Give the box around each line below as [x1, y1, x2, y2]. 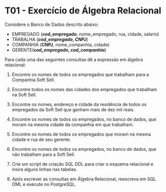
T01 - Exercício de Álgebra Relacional [4, 5, 162, 16]
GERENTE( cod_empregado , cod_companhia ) [11, 47, 106, 53]
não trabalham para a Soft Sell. [11, 151, 76, 157]
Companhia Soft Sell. [11, 77, 55, 83]
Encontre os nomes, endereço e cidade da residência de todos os [11, 101, 147, 107]
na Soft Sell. [11, 92, 37, 97]
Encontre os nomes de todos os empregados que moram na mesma [11, 131, 151, 137]
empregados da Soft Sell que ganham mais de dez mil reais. [11, 106, 135, 112]
